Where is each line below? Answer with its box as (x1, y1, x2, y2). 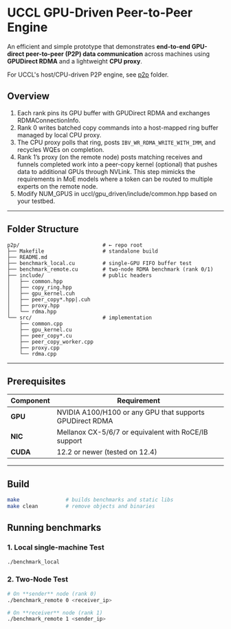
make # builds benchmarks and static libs (7, 496, 174, 503)
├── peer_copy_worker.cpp (19, 338, 94, 345)
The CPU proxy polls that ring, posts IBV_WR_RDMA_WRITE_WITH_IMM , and (16, 138, 216, 146)
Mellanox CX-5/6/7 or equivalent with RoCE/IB (56, 427, 208, 437)
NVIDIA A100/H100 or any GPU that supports (56, 407, 205, 417)
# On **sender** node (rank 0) (7, 590, 97, 597)
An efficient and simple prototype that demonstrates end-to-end (7, 42, 190, 50)
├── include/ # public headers (7, 271, 153, 279)
